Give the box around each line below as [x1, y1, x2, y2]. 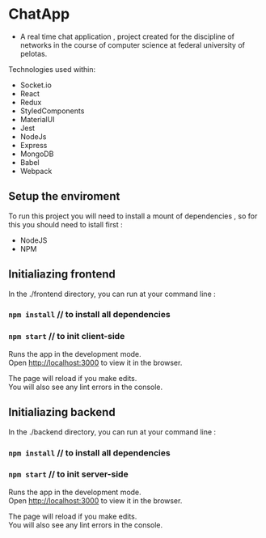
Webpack [19, 166, 53, 176]
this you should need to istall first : [8, 219, 123, 229]
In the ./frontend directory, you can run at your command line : [8, 289, 216, 299]
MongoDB [19, 149, 54, 159]
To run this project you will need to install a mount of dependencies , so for [8, 211, 258, 221]
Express [19, 140, 48, 150]
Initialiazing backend [8, 405, 116, 419]
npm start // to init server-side [8, 468, 129, 480]
